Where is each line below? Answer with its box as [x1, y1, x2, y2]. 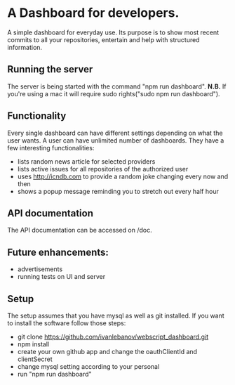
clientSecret [17, 355, 53, 363]
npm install [17, 340, 50, 348]
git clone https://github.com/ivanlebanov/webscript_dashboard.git [17, 332, 209, 341]
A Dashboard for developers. [7, 5, 180, 21]
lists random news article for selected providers [17, 157, 156, 166]
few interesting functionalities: [7, 143, 95, 152]
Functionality [7, 110, 67, 122]
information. [7, 43, 43, 51]
